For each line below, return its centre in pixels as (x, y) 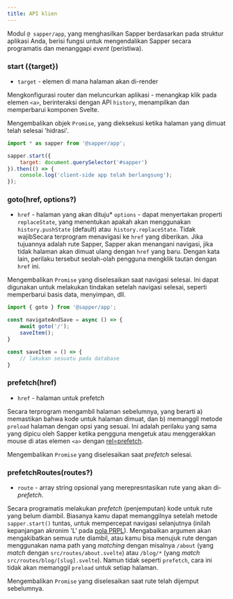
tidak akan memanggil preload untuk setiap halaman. (83, 568)
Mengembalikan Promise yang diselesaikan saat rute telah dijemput (103, 581)
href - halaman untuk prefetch (61, 398)
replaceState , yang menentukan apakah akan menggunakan (104, 222)
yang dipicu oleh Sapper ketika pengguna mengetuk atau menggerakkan (111, 433)
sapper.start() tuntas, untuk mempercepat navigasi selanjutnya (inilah (109, 523)
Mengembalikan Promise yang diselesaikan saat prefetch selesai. (100, 454)
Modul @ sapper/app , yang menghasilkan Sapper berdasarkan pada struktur (115, 33)
